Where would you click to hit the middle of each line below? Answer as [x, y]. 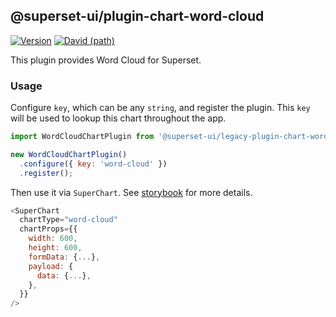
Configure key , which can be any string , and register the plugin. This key [160, 108]
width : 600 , [53, 239]
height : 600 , [55, 248]
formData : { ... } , [64, 257]
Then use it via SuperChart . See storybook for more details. [131, 192]
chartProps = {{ [48, 229]
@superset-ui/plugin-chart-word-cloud [137, 16]
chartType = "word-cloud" [68, 220]
